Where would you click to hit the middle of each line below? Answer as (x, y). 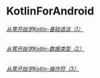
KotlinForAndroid (50, 11)
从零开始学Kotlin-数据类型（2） (45, 49)
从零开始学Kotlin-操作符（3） (43, 69)
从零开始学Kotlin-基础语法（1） (45, 29)
